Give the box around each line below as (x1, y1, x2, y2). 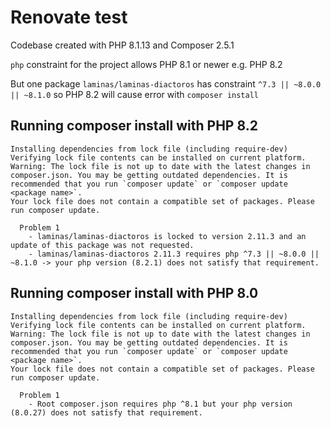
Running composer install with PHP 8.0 (10, 285, 259, 302)
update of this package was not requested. (10, 240, 195, 250)
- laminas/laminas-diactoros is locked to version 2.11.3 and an (28, 231, 307, 241)
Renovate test (10, 6, 128, 29)
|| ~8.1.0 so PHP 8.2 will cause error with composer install (10, 88, 259, 100)
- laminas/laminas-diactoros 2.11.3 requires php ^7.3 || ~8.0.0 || (28, 249, 320, 259)
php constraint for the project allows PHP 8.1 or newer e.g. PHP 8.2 (10, 58, 283, 70)
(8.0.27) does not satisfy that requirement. (10, 407, 203, 418)
